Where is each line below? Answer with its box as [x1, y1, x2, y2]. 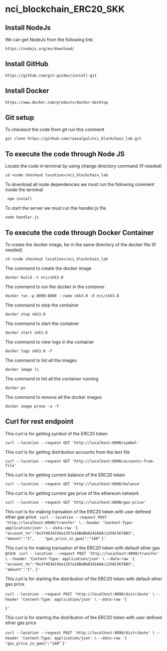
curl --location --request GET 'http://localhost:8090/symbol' [5, 440, 140, 445]
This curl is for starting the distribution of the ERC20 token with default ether [5, 576, 163, 582]
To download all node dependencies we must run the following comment [5, 181, 155, 188]
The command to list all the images [5, 357, 77, 363]
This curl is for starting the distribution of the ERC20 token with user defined [5, 614, 162, 620]
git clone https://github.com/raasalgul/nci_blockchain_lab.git [5, 136, 142, 141]
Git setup [5, 113, 34, 122]
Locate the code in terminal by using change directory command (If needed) [5, 163, 162, 169]
